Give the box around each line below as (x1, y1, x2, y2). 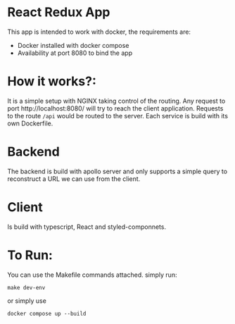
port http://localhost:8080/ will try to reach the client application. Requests (7, 104, 224, 113)
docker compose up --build (7, 310, 87, 317)
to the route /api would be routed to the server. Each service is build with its (7, 111, 229, 120)
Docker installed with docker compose (17, 41, 129, 49)
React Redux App (7, 4, 110, 20)
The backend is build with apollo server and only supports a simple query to (7, 167, 227, 175)
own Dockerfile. (7, 119, 53, 127)
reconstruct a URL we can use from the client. (7, 174, 141, 183)
